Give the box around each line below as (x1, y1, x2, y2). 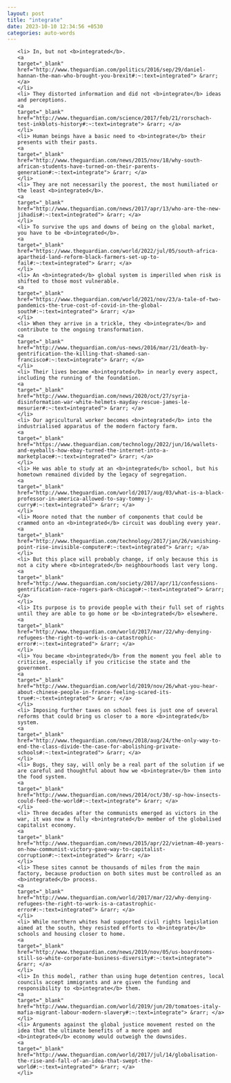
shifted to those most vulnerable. (17, 278, 120, 285)
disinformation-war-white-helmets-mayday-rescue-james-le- (17, 399, 191, 406)
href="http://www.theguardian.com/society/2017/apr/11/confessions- (17, 580, 219, 587)
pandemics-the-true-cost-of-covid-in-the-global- (17, 302, 163, 309)
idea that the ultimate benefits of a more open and (17, 1027, 172, 1035)
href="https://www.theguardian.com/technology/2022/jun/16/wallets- (17, 441, 219, 448)
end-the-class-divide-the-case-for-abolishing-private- (17, 743, 181, 750)
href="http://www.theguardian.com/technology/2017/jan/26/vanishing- (17, 538, 222, 545)
